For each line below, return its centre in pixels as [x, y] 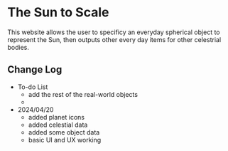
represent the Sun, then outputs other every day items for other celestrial [114, 39]
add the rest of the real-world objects [83, 94]
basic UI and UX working [65, 140]
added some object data [64, 132]
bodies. [18, 47]
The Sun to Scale [58, 12]
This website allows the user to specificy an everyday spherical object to [114, 32]
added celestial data [58, 125]
